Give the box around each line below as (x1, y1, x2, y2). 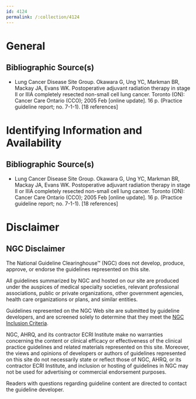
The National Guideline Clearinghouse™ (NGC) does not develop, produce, (6, 259, 185, 266)
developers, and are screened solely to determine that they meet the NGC (6, 313, 184, 320)
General (6, 39, 46, 53)
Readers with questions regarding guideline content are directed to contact (6, 380, 187, 387)
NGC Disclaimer (6, 244, 66, 254)
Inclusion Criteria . (6, 319, 49, 326)
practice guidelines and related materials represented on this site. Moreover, (6, 343, 190, 350)
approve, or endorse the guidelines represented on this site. (6, 265, 150, 273)
